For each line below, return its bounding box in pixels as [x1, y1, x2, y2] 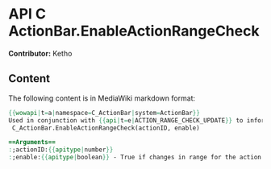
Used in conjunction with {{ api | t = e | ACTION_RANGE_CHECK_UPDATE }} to [8, 116, 244, 125]
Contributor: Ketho [8, 48, 73, 58]
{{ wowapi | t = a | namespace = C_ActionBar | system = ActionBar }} [8, 109, 200, 117]
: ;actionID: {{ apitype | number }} [8, 146, 114, 154]
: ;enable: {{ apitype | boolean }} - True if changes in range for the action [8, 154, 262, 162]
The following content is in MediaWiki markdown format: [8, 93, 196, 103]
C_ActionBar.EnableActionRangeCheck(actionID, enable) [11, 124, 200, 132]
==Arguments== [8, 138, 56, 146]
